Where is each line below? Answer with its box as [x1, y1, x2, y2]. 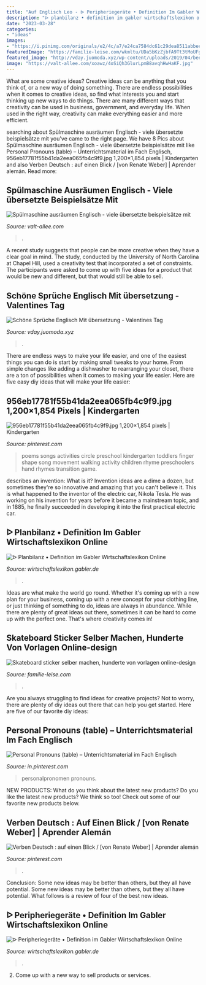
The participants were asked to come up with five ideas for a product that [6, 266, 192, 274]
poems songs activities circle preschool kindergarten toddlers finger [21, 452, 194, 459]
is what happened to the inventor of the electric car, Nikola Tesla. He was [6, 490, 191, 497]
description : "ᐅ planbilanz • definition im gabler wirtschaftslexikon [6, 15, 194, 21]
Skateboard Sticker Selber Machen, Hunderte [6, 633, 184, 643]
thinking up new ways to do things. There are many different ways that [6, 96, 185, 104]
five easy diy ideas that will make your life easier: [6, 378, 131, 385]
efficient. [6, 116, 29, 123]
